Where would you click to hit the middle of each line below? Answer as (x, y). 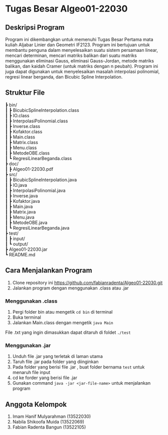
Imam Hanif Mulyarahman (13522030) (52, 416)
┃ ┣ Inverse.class (23, 126)
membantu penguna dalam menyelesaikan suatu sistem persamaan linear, (81, 50)
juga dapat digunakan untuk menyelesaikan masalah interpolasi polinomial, (82, 71)
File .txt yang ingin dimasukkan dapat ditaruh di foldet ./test (68, 332)
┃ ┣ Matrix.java (21, 211)
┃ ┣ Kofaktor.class (24, 131)
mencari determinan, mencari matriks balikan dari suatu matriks (71, 55)
